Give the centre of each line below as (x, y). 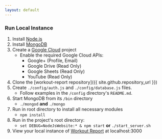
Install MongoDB (30, 44)
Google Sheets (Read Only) (56, 71)
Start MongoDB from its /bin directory (52, 98)
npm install (32, 115)
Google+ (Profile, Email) (52, 60)
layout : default (22, 10)
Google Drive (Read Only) (54, 66)
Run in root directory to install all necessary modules (67, 109)
